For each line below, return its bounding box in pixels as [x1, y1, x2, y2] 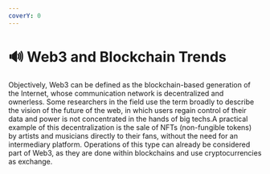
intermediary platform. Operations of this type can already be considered [8, 140, 251, 149]
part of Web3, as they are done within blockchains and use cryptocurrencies [8, 148, 262, 157]
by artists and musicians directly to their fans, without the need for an [8, 131, 239, 140]
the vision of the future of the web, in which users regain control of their [8, 105, 247, 115]
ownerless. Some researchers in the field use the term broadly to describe [8, 97, 255, 107]
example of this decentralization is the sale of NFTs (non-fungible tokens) [8, 122, 252, 132]
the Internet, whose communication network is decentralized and [8, 88, 224, 98]
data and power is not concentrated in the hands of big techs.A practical [8, 114, 248, 123]
